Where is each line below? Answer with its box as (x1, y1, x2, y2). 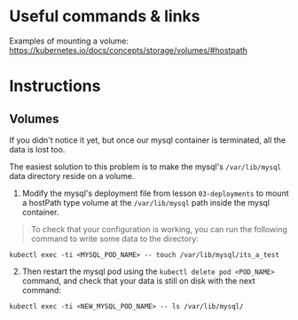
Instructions (9, 76, 101, 97)
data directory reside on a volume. (9, 170, 135, 181)
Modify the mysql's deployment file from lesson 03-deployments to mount (21, 188, 290, 199)
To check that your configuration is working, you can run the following (30, 223, 288, 234)
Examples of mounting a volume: (9, 35, 129, 46)
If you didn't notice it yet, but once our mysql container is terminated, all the (9, 135, 286, 145)
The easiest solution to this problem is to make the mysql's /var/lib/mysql (9, 161, 282, 172)
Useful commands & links (9, 6, 201, 27)
